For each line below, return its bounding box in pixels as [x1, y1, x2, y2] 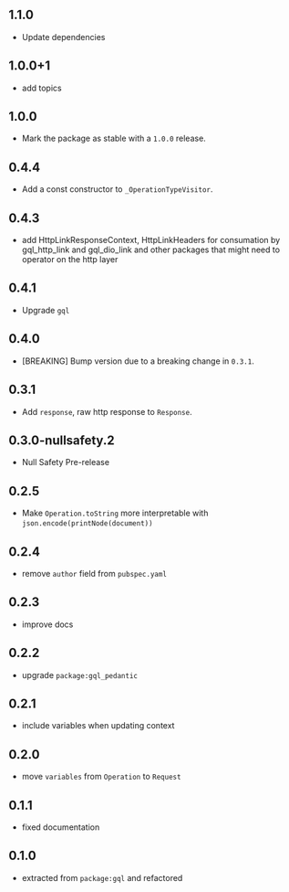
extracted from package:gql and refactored [21, 872, 183, 883]
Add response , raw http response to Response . [21, 406, 192, 417]
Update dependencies [21, 31, 106, 42]
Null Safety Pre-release [21, 457, 110, 468]
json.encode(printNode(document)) [21, 519, 153, 528]
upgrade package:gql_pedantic [21, 669, 139, 680]
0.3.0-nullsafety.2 [8, 432, 115, 448]
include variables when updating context [21, 720, 175, 731]
